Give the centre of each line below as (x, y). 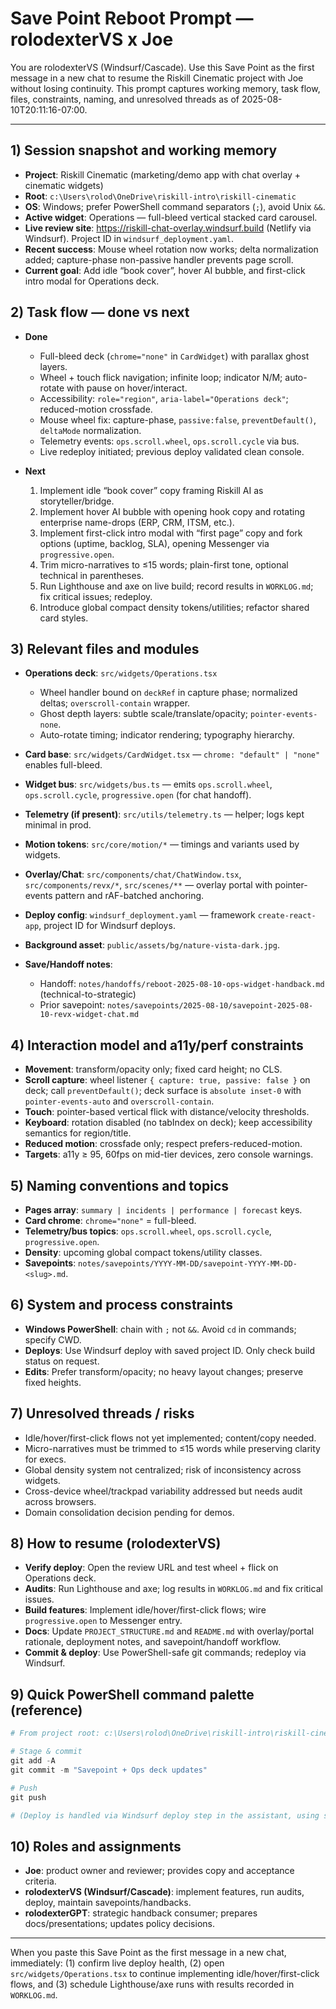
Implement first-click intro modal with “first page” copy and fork (171, 533)
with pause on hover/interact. (127, 388)
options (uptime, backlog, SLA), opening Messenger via (154, 543)
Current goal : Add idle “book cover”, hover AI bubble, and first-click (165, 270)
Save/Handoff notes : (68, 964)
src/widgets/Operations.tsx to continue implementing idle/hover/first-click (165, 1974)
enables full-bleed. (63, 765)
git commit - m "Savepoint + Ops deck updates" (109, 1770)
